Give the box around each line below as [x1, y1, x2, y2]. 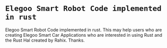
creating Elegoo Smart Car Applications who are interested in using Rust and [5, 32, 163, 38]
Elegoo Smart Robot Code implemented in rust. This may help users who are [5, 26, 162, 33]
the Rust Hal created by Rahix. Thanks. [5, 37, 85, 43]
